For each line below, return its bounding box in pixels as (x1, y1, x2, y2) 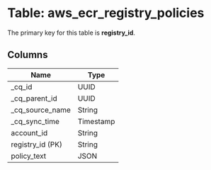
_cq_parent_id (11, 93, 58, 103)
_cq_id (11, 81, 33, 91)
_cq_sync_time (11, 116, 60, 126)
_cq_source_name (11, 105, 71, 115)
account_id (11, 127, 48, 137)
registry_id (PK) (11, 140, 62, 149)
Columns (7, 49, 48, 61)
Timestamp (77, 116, 115, 126)
